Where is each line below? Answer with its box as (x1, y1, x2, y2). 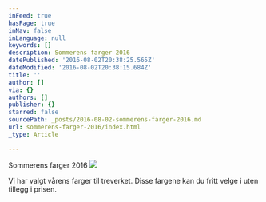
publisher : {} (8, 101, 56, 109)
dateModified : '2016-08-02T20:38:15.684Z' (8, 64, 152, 72)
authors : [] (8, 93, 48, 101)
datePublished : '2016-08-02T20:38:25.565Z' (8, 57, 156, 65)
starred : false (8, 109, 59, 117)
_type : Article (8, 130, 59, 138)
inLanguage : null (8, 34, 66, 42)
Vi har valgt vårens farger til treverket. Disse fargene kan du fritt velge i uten (8, 176, 259, 185)
